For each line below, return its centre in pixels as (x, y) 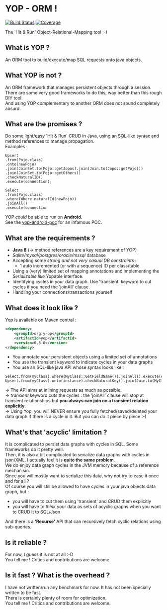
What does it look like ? (42, 308)
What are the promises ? (44, 124)
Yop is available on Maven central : (41, 320)
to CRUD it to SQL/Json (36, 512)
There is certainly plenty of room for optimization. (56, 598)
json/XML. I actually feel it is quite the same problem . (60, 460)
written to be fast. (23, 593)
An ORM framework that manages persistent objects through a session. (78, 87)
